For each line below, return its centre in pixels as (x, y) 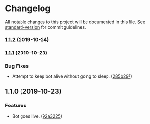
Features (16, 106)
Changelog (28, 9)
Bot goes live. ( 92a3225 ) (37, 116)
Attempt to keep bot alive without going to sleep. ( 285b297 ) (72, 76)
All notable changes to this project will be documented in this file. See (75, 22)
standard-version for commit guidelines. (45, 27)
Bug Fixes (17, 66)
